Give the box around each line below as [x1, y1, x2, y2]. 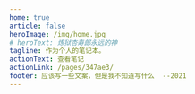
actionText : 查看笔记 [9, 55, 85, 64]
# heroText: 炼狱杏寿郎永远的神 [9, 38, 118, 47]
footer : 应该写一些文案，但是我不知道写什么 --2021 [9, 72, 187, 81]
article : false [9, 21, 66, 30]
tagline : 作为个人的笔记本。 [9, 47, 106, 56]
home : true [9, 13, 50, 22]
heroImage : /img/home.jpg [9, 30, 106, 38]
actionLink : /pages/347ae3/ [9, 64, 114, 73]
